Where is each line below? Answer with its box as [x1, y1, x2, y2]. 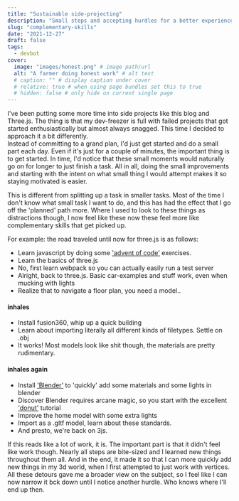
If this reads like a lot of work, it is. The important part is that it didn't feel [7, 440, 221, 448]
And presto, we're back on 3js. [17, 426, 108, 434]
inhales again [7, 365, 48, 373]
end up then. [7, 485, 45, 494]
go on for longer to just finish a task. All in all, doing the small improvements [7, 162, 230, 171]
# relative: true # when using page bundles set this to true [14, 83, 202, 90]
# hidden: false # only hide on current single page [14, 90, 174, 97]
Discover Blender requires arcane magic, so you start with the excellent [17, 396, 228, 404]
